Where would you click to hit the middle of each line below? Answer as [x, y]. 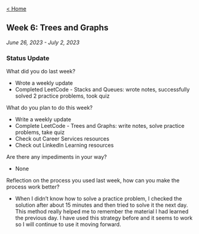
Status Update [28, 58]
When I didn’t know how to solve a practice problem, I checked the [98, 199]
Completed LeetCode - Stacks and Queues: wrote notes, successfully [102, 90]
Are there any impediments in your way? [57, 157]
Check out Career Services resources [62, 139]
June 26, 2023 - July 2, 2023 [43, 42]
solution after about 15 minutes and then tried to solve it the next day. [101, 205]
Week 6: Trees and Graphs [57, 28]
